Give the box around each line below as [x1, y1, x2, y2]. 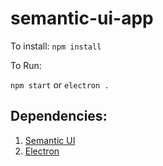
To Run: [10, 59, 42, 71]
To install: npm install [10, 40, 102, 52]
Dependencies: [10, 108, 108, 125]
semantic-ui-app [10, 7, 154, 30]
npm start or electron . [10, 78, 110, 91]
